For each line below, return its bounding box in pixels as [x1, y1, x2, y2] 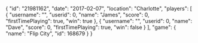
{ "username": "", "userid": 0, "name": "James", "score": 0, [5, 11, 150, 18]
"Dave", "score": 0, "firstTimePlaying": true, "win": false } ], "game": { [5, 24, 176, 31]
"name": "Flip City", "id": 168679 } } [5, 30, 93, 37]
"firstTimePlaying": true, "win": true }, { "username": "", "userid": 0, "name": [5, 18, 193, 24]
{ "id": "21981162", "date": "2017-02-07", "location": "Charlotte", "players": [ [5, 5, 193, 12]
